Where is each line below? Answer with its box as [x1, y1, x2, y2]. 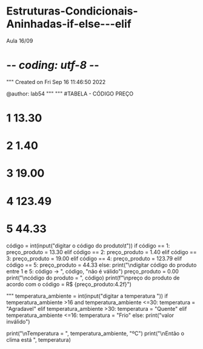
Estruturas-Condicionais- [6, 4, 138, 18]
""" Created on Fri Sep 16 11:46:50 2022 [6, 78, 106, 85]
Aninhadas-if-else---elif [6, 17, 131, 31]
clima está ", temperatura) [6, 336, 72, 343]
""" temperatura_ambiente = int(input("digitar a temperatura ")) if [6, 292, 168, 299]
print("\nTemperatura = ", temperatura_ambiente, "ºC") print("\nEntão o [6, 330, 185, 337]
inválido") [6, 318, 30, 325]
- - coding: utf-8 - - [6, 59, 99, 72]
